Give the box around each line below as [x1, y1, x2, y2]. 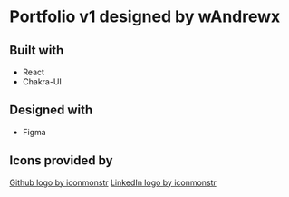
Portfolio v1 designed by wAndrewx [9, 6, 281, 27]
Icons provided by [9, 153, 113, 169]
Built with [9, 43, 64, 58]
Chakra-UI [22, 76, 62, 87]
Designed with [9, 103, 93, 118]
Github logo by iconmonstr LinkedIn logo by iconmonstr [9, 177, 217, 188]
